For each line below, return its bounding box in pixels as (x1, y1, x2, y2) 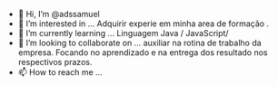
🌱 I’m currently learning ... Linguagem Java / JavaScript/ (17, 28, 229, 38)
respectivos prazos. (17, 57, 93, 67)
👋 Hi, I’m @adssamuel (17, 9, 100, 19)
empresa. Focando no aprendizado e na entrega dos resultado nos (17, 47, 268, 58)
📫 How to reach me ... (17, 67, 103, 77)
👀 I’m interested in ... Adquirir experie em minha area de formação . (17, 18, 270, 29)
